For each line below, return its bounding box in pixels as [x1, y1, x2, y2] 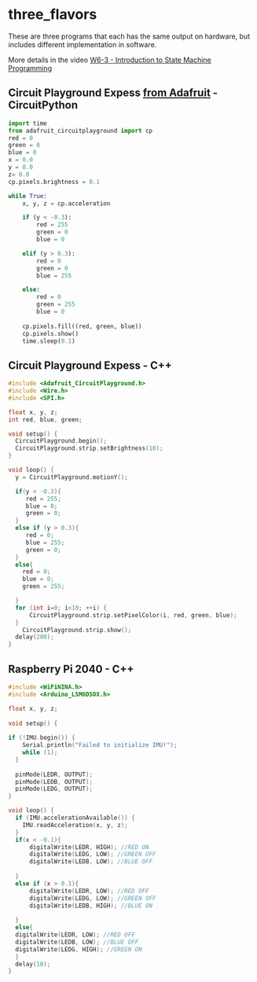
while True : [8, 192, 47, 200]
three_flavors [8, 6, 97, 24]
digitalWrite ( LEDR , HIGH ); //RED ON [28, 843, 149, 851]
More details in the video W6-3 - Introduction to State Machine [8, 55, 212, 64]
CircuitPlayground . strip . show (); [22, 626, 132, 634]
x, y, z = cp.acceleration [22, 199, 111, 208]
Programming [8, 63, 53, 72]
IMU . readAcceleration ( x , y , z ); [22, 821, 128, 829]
